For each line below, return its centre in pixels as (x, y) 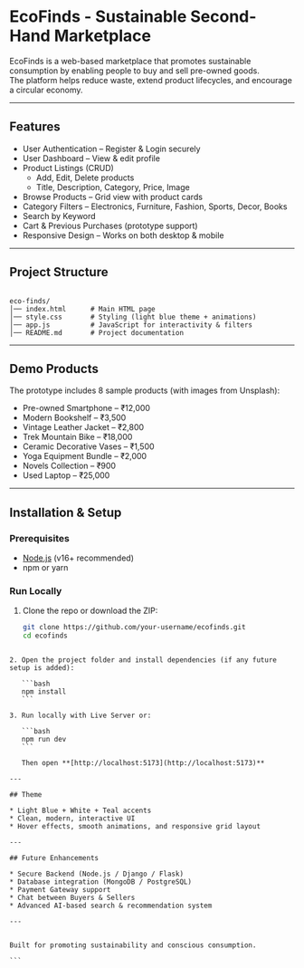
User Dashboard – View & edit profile (91, 158)
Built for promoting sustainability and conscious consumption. (133, 945)
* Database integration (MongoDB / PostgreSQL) (101, 882)
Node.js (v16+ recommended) (78, 558)
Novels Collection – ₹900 (69, 466)
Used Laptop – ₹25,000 (66, 475)
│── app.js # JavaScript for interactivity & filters (131, 325)
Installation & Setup (66, 512)
